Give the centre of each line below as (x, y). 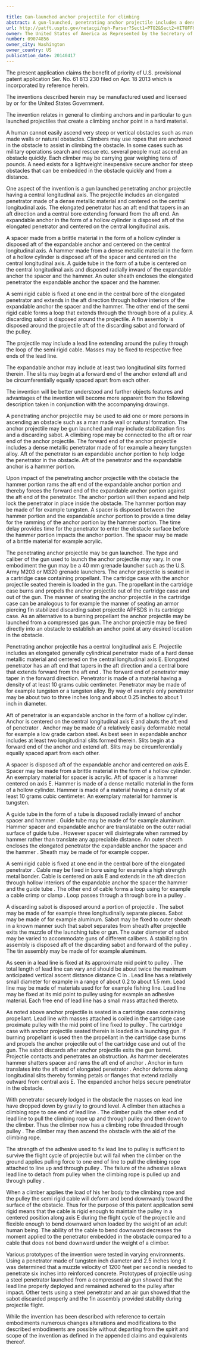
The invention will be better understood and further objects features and (95, 391)
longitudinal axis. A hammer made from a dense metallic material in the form (100, 250)
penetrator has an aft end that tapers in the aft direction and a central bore (97, 665)
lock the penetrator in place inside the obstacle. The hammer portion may (96, 503)
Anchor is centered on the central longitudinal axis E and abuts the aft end (97, 721)
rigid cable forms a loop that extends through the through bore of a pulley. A (100, 313)
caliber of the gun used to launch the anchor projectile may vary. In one (94, 559)
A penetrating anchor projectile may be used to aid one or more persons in (98, 416)
